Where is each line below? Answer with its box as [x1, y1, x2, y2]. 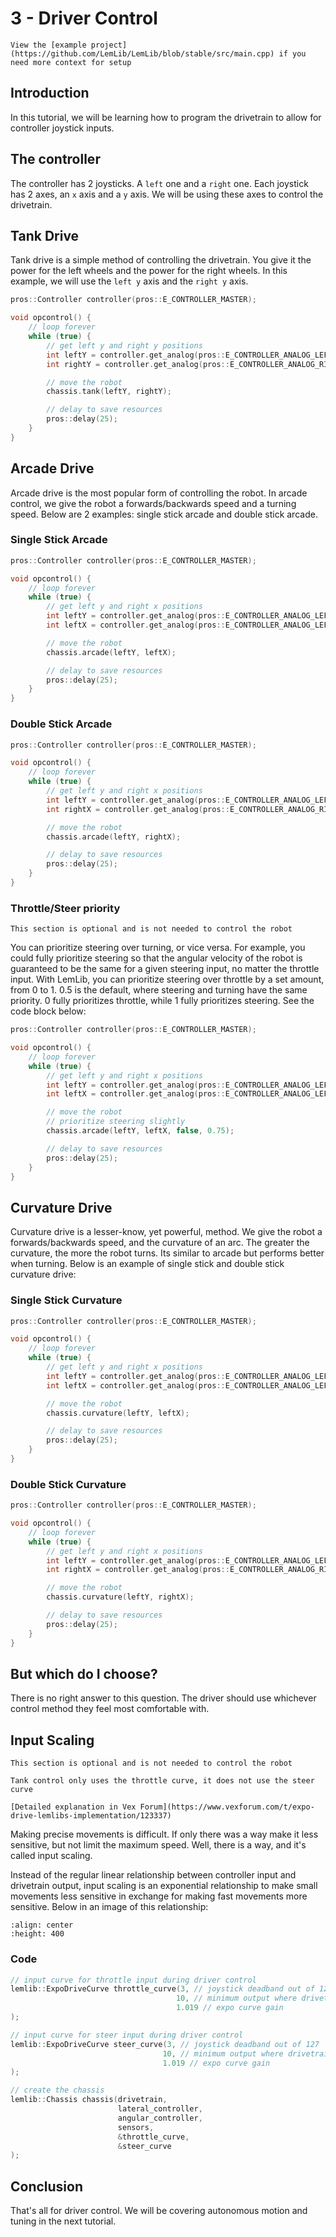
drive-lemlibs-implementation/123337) [10, 1811, 172, 1821]
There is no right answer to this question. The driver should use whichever [10, 1692, 317, 1704]
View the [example [10, 40, 87, 50]
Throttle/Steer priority [10, 901, 121, 915]
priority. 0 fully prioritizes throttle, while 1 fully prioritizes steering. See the [10, 995, 315, 1007]
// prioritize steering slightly [46, 1117, 186, 1127]
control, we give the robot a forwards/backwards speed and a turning [10, 497, 297, 509]
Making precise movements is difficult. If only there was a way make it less [10, 1828, 319, 1841]
